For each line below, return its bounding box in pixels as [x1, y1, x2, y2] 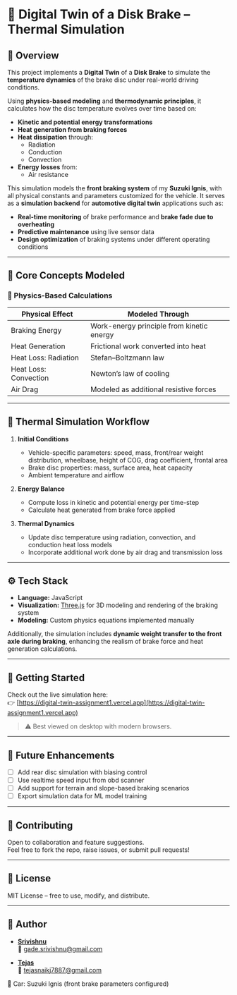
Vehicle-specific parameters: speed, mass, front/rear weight [28, 448, 204, 457]
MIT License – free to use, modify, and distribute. [7, 891, 150, 900]
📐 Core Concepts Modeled [7, 269, 126, 281]
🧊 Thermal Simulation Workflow [7, 416, 150, 428]
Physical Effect [20, 309, 73, 319]
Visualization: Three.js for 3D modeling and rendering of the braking [17, 601, 219, 609]
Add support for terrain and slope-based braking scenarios [17, 784, 190, 793]
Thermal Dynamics [17, 519, 75, 527]
